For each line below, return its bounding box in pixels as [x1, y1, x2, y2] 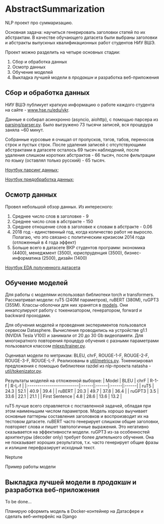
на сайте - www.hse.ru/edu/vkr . [5, 107, 70, 113]
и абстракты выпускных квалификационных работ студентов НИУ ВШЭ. [5, 39, 156, 45]
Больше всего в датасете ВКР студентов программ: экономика [12, 244, 145, 250]
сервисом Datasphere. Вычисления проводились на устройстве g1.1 [5, 327, 147, 333]
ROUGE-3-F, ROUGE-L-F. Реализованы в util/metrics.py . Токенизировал [5, 358, 153, 364]
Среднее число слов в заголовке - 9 [12, 213, 89, 219]
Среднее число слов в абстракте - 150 [12, 218, 94, 224]
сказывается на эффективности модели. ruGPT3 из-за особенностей [5, 429, 150, 435]
